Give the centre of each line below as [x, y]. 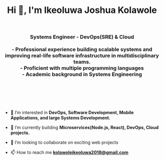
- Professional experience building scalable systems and [82, 49]
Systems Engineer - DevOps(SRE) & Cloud [82, 37]
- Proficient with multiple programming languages [82, 68]
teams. [82, 62]
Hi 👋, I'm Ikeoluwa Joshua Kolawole [82, 10]
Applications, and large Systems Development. [60, 118]
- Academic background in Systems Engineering [82, 74]
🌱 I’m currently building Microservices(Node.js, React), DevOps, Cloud [84, 128]
